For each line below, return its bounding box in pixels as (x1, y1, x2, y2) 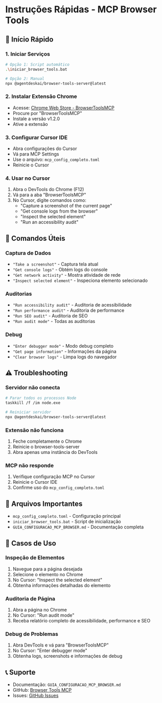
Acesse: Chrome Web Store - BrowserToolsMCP (12, 104, 115, 111)
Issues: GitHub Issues (12, 692, 59, 699)
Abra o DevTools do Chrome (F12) (12, 186, 84, 193)
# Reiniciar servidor (5, 409, 52, 414)
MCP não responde (5, 462, 54, 469)
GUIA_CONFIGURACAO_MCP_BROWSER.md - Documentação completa (12, 524, 144, 530)
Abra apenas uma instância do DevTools (12, 449, 98, 455)
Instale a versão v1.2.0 (12, 116, 60, 122)
